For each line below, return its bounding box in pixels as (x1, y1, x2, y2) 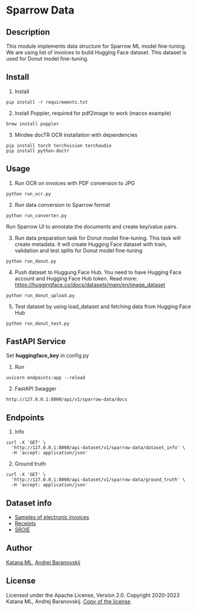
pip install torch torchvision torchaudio (6, 143, 112, 148)
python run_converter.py (6, 213, 67, 219)
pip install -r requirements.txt (6, 99, 88, 105)
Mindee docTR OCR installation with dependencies (14, 131, 138, 138)
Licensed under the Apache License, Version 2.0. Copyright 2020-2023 (6, 592, 180, 599)
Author (6, 543, 32, 553)
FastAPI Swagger (14, 385, 57, 392)
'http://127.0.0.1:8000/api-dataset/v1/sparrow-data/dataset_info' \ (11, 445, 185, 451)
